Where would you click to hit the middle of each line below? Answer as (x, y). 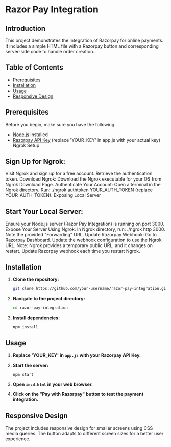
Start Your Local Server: (44, 211)
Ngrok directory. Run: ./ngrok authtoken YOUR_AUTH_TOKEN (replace (79, 190)
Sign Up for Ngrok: (35, 161)
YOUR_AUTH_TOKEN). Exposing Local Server (53, 195)
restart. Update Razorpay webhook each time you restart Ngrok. (73, 251)
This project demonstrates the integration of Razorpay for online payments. (84, 40)
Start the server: (31, 365)
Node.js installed (30, 135)
